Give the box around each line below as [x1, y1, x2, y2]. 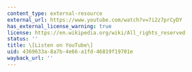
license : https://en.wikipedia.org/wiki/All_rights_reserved [7, 29, 186, 36]
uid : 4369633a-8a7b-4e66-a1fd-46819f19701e [7, 49, 134, 56]
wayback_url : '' [7, 55, 53, 62]
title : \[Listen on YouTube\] [7, 42, 94, 49]
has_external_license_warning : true [7, 23, 112, 29]
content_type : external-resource [7, 10, 103, 17]
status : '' [7, 36, 38, 43]
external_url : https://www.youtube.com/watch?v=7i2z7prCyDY [7, 16, 183, 23]
